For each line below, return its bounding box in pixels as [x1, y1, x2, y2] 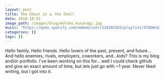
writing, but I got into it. [5, 68, 53, 74]
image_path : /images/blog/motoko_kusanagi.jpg [5, 20, 102, 26]
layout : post [5, 7, 32, 12]
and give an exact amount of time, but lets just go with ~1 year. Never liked [5, 63, 156, 69]
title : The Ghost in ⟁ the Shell [5, 12, 75, 17]
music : [5, 25, 19, 30]
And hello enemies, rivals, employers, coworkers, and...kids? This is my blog [5, 53, 160, 59]
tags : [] [5, 35, 23, 39]
